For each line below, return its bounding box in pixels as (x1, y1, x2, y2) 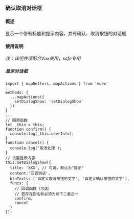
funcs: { (10, 181, 29, 186)
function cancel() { (5, 140, 50, 145)
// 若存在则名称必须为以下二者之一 (14, 191, 79, 197)
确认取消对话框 (5, 4, 42, 11)
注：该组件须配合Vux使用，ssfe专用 (5, 55, 81, 62)
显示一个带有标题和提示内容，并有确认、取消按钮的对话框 (5, 31, 126, 37)
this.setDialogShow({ (5, 160, 52, 165)
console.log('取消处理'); (10, 145, 62, 151)
